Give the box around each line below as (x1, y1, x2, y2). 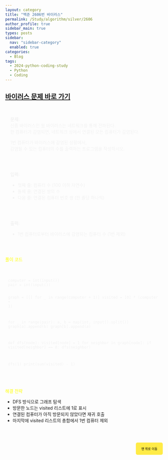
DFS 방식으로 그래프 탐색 (12, 399, 61, 405)
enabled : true (9, 45, 39, 50)
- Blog (9, 54, 23, 59)
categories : (5, 49, 30, 54)
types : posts (5, 31, 32, 36)
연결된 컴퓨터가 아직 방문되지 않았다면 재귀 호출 (12, 411, 105, 417)
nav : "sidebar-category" (9, 40, 61, 45)
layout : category (5, 7, 41, 13)
